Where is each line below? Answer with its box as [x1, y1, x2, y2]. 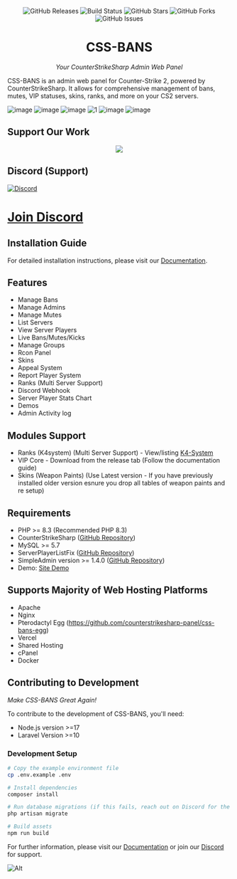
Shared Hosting [17, 641, 64, 649]
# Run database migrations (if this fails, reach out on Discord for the [7, 804, 231, 811]
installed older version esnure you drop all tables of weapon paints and [17, 479, 226, 488]
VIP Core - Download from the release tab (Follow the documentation [17, 456, 221, 465]
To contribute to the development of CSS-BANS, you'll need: [7, 709, 184, 718]
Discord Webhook [17, 386, 71, 395]
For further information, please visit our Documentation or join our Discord [7, 842, 224, 851]
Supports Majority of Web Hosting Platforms [7, 584, 208, 596]
